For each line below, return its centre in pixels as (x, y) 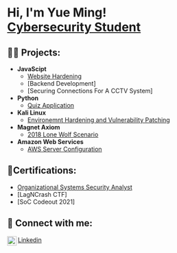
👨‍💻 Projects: (34, 52)
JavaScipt (32, 69)
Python (28, 98)
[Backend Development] (61, 83)
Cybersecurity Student (74, 27)
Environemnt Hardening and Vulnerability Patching (98, 120)
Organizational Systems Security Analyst (74, 187)
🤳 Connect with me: (50, 223)
